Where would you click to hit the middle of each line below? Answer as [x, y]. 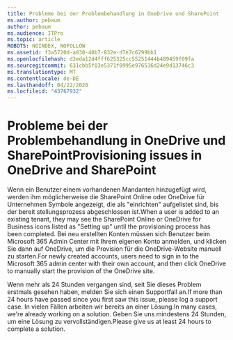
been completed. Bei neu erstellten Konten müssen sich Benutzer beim [109, 234]
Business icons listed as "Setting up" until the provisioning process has [109, 226]
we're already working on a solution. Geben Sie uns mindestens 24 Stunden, [117, 314]
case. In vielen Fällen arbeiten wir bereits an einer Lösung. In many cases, [112, 307]
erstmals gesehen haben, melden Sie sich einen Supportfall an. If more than [115, 292]
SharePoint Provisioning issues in [105, 156]
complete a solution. [37, 329]
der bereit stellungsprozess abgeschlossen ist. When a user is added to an [113, 212]
